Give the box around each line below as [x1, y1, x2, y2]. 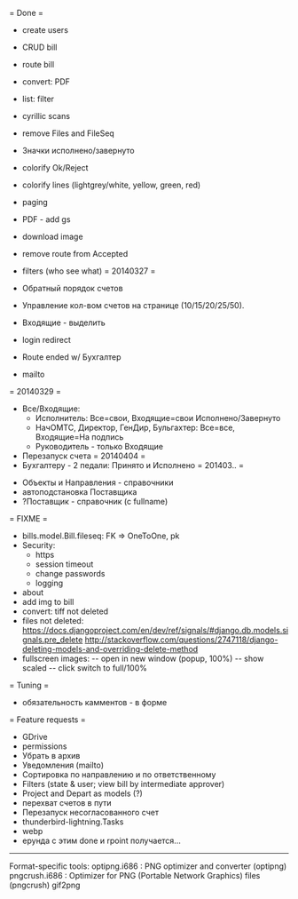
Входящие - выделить [21, 317, 106, 328]
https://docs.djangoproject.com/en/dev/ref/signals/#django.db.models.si [21, 625, 289, 635]
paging [21, 197, 49, 207]
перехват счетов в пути [21, 798, 113, 808]
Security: [21, 540, 56, 550]
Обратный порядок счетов [21, 283, 123, 293]
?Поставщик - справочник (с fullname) [21, 497, 169, 506]
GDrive [21, 732, 48, 742]
